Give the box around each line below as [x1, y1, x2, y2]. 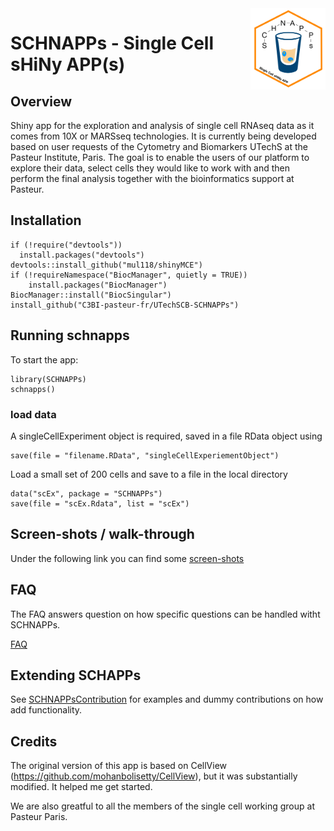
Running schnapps [10, 327, 130, 344]
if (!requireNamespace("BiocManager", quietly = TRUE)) [10, 270, 248, 280]
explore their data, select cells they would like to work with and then [10, 162, 291, 174]
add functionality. [10, 704, 83, 716]
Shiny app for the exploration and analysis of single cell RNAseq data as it [10, 120, 315, 131]
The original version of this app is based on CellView [10, 760, 228, 772]
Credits [10, 733, 58, 750]
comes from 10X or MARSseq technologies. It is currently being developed [10, 130, 317, 142]
